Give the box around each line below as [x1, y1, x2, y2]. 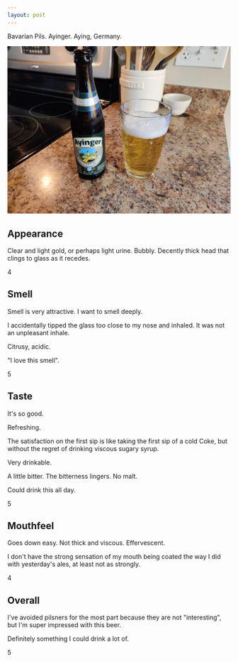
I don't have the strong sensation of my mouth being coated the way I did [7, 553, 221, 561]
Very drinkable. [7, 458, 52, 467]
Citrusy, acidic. [7, 342, 51, 351]
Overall [7, 594, 40, 607]
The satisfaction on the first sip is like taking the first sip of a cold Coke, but [7, 437, 228, 445]
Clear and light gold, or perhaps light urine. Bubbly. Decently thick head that [7, 246, 229, 255]
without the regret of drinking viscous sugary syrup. [7, 444, 159, 452]
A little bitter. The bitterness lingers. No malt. [7, 472, 138, 480]
